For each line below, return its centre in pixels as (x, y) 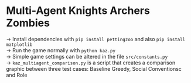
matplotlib (19, 45)
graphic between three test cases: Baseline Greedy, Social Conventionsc (94, 68)
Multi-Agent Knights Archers (78, 11)
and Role (17, 75)
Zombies (28, 23)
